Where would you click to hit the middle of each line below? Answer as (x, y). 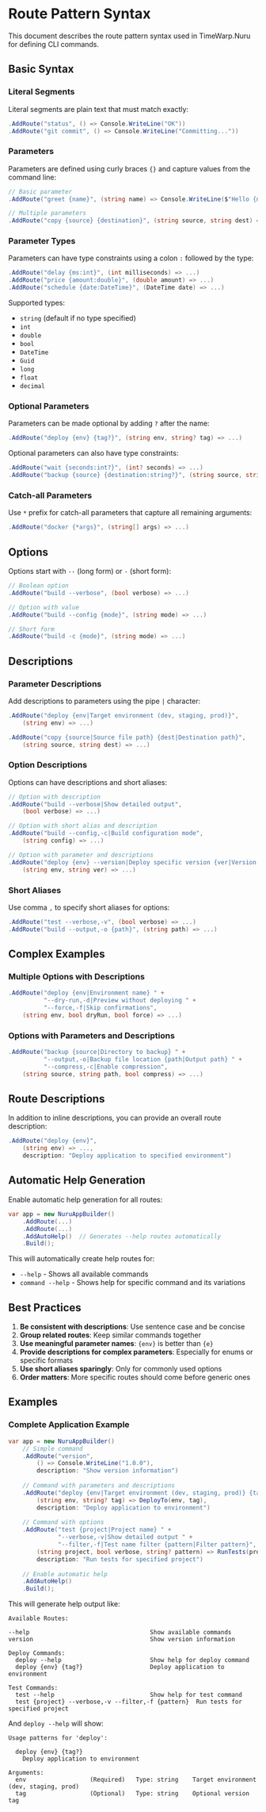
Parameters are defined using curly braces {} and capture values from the (129, 168)
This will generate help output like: (64, 1604)
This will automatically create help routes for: (82, 1259)
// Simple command (53, 1448)
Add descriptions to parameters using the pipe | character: (104, 701)
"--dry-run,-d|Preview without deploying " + (120, 1001)
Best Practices (45, 1308)
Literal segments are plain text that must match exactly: (98, 109)
